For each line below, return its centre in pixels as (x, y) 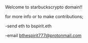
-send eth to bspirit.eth (28, 26)
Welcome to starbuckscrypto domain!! (44, 7)
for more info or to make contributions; (44, 16)
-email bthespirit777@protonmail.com (44, 35)
